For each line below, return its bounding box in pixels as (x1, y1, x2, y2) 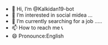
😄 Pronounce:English (11, 32, 64, 39)
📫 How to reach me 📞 (11, 24, 64, 31)
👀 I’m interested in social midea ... (11, 12, 93, 18)
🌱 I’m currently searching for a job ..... (11, 18, 103, 24)
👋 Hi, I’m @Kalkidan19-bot (11, 6, 74, 12)
